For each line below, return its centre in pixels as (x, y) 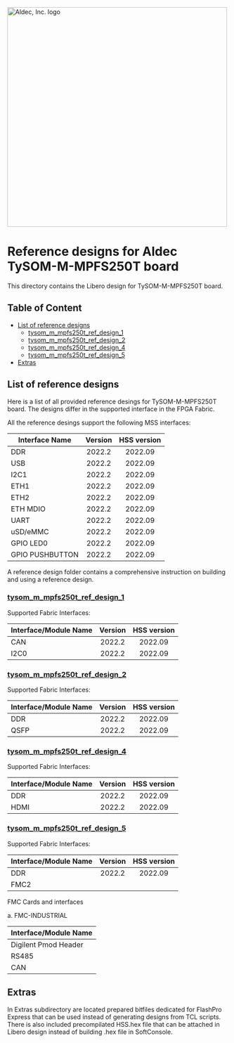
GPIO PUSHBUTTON (45, 555)
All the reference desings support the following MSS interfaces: (99, 422)
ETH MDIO (28, 509)
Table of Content (45, 308)
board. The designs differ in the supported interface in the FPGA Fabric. (111, 409)
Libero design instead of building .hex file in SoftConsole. (90, 1032)
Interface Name (45, 440)
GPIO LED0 (29, 543)
